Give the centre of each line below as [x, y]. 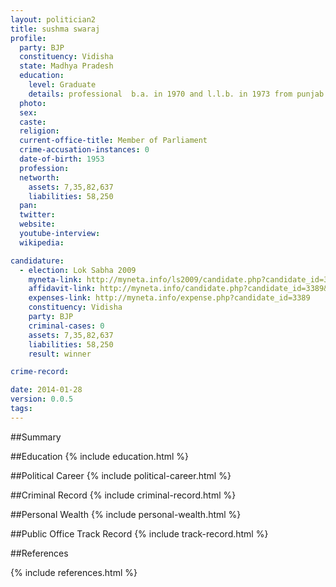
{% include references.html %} [74, 572]
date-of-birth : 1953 [62, 159]
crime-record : [40, 372]
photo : [33, 103]
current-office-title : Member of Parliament [113, 141]
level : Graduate [62, 85]
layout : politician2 [53, 19]
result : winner [60, 354]
